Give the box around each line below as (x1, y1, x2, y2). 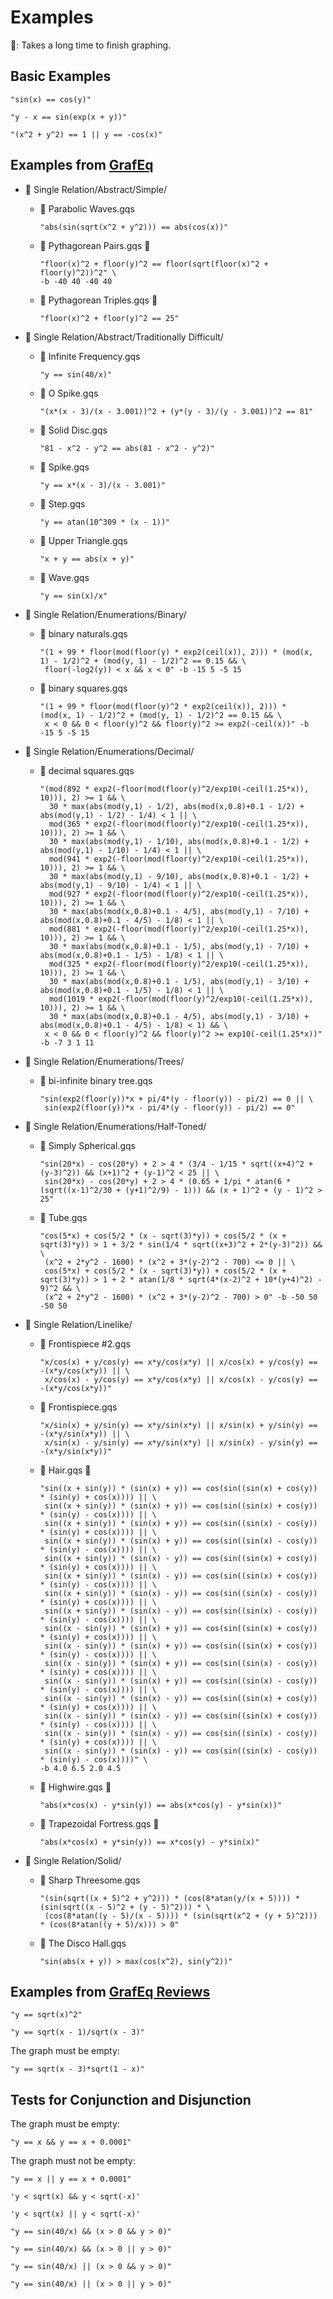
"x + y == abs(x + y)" (39, 554, 135, 564)
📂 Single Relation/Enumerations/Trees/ (24, 1055, 185, 1067)
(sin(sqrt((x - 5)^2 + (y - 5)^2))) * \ (39, 1902, 211, 1912)
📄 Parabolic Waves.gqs (39, 202, 135, 215)
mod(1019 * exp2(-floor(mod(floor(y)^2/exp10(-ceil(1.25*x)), (48, 994, 314, 1004)
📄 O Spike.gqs (39, 387, 99, 399)
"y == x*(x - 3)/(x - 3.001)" (39, 480, 167, 490)
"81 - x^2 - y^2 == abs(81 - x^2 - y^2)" (39, 443, 215, 453)
